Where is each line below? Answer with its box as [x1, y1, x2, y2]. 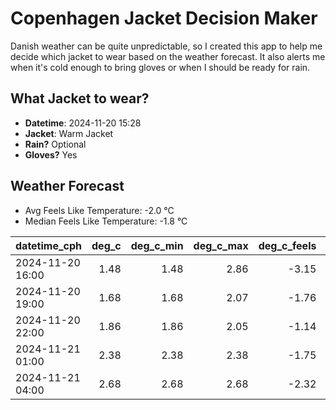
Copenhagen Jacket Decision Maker [10, 7, 318, 30]
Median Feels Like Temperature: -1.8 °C [24, 215, 188, 227]
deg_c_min [130, 238, 184, 252]
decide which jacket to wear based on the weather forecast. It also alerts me [10, 50, 326, 62]
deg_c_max [193, 238, 249, 252]
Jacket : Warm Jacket [24, 127, 114, 139]
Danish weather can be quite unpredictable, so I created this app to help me [10, 40, 323, 52]
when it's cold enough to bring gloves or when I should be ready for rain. [10, 61, 311, 73]
